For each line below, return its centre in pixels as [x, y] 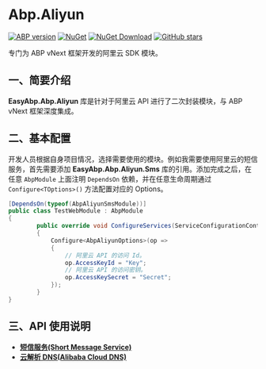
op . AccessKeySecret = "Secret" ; [118, 278]
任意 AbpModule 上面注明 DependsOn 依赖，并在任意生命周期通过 [110, 179]
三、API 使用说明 [49, 327]
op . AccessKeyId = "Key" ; [106, 263]
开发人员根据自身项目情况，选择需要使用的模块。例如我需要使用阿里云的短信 [133, 159]
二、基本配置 [40, 138]
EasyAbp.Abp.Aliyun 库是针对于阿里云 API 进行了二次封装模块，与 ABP [125, 101]
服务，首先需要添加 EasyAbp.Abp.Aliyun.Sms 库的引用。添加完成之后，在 [130, 169]
